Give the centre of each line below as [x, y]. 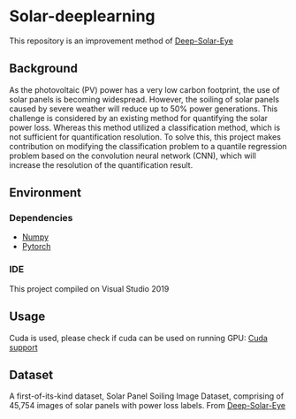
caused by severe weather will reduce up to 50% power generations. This [144, 109]
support [23, 347]
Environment [46, 193]
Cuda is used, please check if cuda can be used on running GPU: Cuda [138, 338]
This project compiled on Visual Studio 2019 [89, 288]
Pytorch [36, 247]
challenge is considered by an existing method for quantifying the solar [138, 118]
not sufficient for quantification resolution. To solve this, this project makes [145, 137]
